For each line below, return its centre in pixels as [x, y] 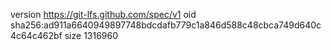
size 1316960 [91, 35]
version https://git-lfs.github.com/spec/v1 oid [103, 14]
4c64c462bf [36, 35]
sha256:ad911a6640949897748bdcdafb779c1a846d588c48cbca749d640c [166, 25]
